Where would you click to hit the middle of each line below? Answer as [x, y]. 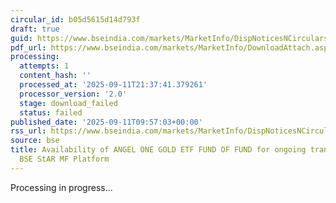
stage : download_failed [68, 103]
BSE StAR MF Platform [64, 159]
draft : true [35, 29]
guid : [21, 38]
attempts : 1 [44, 66]
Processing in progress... [61, 187]
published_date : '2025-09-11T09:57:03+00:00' [106, 122]
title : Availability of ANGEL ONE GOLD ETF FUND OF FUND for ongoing [158, 150]
